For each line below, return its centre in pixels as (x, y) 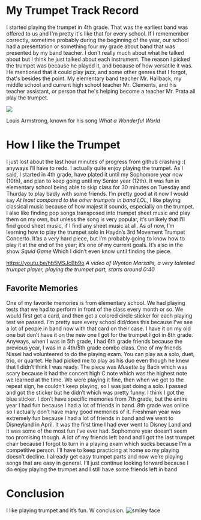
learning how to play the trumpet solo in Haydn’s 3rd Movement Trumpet (96, 232)
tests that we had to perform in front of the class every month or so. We (95, 309)
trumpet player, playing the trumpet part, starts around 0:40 (80, 269)
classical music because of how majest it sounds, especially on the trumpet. (100, 206)
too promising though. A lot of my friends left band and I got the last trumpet (100, 437)
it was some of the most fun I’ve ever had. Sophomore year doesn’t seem (97, 431)
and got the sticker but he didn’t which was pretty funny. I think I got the (95, 392)
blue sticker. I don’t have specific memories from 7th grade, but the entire (97, 399)
